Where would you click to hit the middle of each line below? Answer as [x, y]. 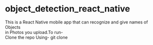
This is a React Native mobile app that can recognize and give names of [76, 22]
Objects [13, 27]
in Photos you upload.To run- [34, 32]
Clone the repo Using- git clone [36, 37]
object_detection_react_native [68, 9]
